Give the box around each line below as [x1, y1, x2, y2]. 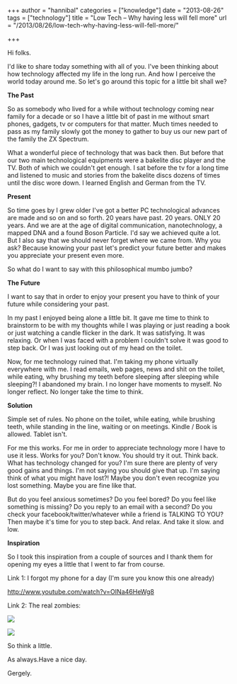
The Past [7, 91, 34, 99]
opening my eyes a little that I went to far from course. [7, 560, 165, 569]
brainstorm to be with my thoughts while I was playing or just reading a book [7, 321, 231, 329]
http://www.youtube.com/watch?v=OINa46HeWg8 [7, 588, 154, 595]
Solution [7, 401, 33, 409]
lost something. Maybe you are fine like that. [7, 481, 137, 489]
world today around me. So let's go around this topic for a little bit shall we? [7, 77, 228, 86]
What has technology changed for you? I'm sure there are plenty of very [7, 459, 218, 467]
